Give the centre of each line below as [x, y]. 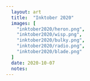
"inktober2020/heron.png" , [51, 29]
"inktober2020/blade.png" [50, 52]
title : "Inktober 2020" [43, 18]
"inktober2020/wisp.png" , [50, 35]
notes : [19, 69]
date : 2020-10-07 [33, 63]
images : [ [23, 23]
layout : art [26, 12]
